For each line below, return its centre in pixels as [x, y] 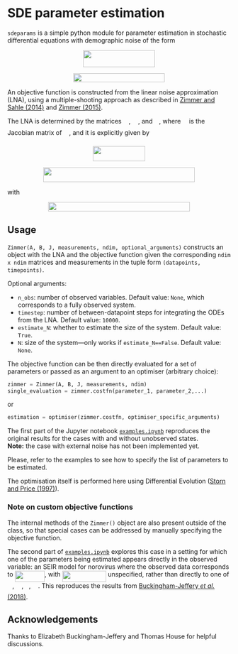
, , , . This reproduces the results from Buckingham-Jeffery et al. [113, 585]
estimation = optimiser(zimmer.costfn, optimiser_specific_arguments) [114, 418]
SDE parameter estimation [86, 13]
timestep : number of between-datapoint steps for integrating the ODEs [121, 312]
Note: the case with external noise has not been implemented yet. [103, 446]
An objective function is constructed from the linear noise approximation [113, 92]
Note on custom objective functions [70, 507]
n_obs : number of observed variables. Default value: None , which [111, 297]
